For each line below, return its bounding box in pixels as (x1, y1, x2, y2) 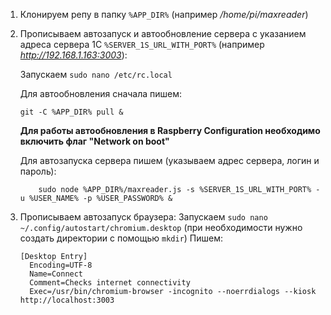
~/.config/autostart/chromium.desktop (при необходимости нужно (19, 222, 303, 233)
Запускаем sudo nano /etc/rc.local (19, 69, 173, 80)
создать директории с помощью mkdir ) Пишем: (19, 232, 224, 244)
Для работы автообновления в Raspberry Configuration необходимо (19, 125, 321, 136)
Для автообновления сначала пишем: (19, 88, 183, 99)
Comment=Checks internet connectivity (29, 278, 191, 288)
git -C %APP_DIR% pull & (19, 107, 124, 117)
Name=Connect (29, 269, 84, 279)
